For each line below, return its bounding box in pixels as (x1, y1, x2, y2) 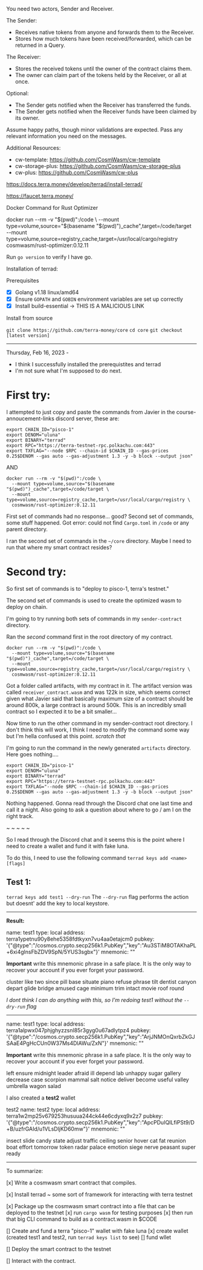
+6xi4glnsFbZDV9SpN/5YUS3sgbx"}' (6, 948, 100, 955)
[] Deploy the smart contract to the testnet (6, 1245, 111, 1252)
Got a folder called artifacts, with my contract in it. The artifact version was (6, 682, 193, 690)
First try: (6, 388, 51, 402)
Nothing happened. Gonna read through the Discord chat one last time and (6, 800, 193, 807)
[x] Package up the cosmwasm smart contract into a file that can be (6, 1202, 175, 1209)
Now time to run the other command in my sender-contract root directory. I (6, 720, 193, 727)
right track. (6, 813, 34, 820)
